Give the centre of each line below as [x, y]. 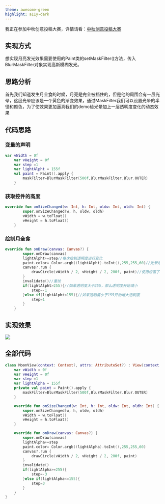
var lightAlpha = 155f [37, 384]
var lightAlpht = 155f [37, 169]
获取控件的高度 [23, 196]
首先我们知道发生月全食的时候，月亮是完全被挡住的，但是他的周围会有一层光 [82, 94]
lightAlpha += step [40, 442]
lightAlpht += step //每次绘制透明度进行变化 [63, 258]
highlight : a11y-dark [27, 14]
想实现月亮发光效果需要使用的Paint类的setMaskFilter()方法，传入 [71, 58]
